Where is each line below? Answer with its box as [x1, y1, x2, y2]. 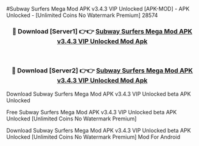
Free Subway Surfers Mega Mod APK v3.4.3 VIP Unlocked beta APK [6, 108, 177, 116]
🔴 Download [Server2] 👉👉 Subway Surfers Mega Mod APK [11, 66, 194, 75]
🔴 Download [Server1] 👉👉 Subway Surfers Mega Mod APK [12, 27, 193, 35]
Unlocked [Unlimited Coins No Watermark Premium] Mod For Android [6, 133, 181, 141]
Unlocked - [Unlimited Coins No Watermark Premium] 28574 [6, 12, 158, 19]
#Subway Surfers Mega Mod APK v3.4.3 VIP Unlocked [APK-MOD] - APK [6, 5, 190, 12]
